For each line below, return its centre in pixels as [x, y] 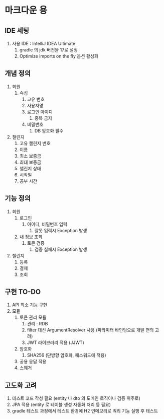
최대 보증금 [30, 162]
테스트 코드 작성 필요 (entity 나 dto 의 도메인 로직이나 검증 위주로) [76, 398]
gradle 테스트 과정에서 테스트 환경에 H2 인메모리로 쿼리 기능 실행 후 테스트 [85, 411]
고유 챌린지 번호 [35, 143]
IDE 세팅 [17, 30]
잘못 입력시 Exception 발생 [61, 230]
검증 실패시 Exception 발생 [61, 249]
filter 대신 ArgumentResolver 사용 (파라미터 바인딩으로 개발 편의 [90, 330]
